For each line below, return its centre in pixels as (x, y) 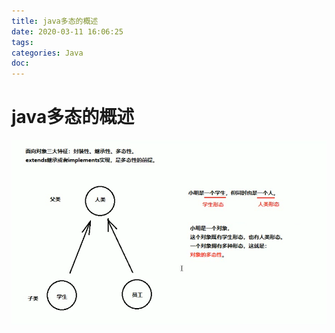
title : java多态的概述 (55, 21)
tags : (22, 42)
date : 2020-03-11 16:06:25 (67, 31)
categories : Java (47, 53)
